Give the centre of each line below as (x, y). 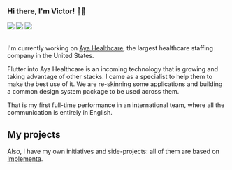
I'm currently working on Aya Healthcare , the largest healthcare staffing (110, 48)
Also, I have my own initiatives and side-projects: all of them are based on (114, 151)
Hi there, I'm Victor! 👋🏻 (46, 11)
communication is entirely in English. (60, 113)
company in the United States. (51, 56)
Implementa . (25, 159)
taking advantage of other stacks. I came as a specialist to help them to (110, 77)
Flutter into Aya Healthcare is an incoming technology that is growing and (113, 69)
